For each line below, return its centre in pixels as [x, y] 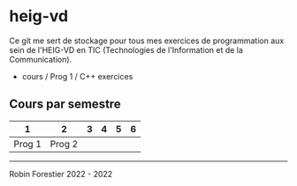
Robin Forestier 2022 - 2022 [61, 174]
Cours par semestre [65, 104]
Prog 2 [64, 144]
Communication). [41, 59]
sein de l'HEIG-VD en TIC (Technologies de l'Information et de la [126, 49]
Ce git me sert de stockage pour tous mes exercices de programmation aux [147, 41]
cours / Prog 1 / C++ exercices [77, 76]
